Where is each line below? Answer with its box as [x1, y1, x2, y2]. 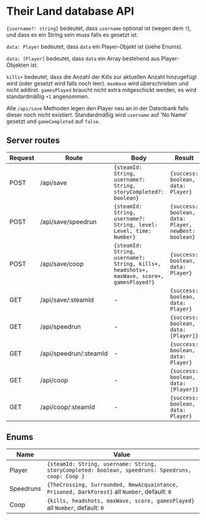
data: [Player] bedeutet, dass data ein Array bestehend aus [6, 55, 160, 62]
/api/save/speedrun [40, 217, 97, 226]
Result [174, 153, 194, 162]
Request [9, 153, 35, 162]
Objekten [6, 61, 29, 69]
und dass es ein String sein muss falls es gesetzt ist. [6, 31, 139, 38]
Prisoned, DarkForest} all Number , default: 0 [47, 487, 172, 496]
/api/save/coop [40, 259, 84, 268]
